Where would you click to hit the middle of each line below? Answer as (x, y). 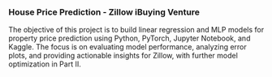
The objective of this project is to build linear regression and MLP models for (136, 30)
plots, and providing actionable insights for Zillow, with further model (123, 56)
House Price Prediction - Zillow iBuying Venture (104, 12)
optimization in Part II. (45, 64)
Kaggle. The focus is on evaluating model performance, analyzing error (128, 47)
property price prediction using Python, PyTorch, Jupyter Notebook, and (130, 38)
